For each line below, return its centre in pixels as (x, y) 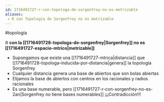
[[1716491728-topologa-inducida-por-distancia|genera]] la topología (82, 63)
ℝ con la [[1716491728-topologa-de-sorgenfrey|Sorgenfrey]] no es (75, 43)
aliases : (14, 14)
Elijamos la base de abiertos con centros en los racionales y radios (80, 79)
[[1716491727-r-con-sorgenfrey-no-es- (113, 89)
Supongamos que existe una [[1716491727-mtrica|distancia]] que (79, 58)
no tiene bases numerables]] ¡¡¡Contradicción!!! (93, 95)
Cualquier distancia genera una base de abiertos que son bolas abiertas (85, 73)
